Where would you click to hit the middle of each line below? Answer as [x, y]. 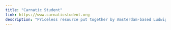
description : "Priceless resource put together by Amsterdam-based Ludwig [86, 19]
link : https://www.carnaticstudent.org [48, 15]
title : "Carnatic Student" [34, 10]
